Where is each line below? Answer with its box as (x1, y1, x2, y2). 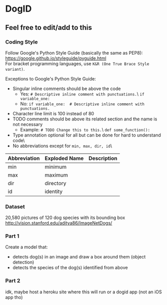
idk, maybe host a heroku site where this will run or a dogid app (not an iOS (5, 289, 162, 295)
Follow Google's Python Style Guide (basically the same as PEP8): (5, 50, 143, 56)
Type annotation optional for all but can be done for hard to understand (12, 132, 161, 138)
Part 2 (5, 277, 21, 284)
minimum (45, 163, 67, 170)
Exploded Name (45, 155, 84, 162)
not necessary (12, 121, 43, 127)
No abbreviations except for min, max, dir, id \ (12, 143, 112, 149)
